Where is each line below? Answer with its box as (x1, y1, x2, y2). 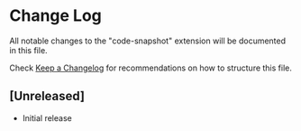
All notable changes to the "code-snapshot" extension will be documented (9, 35, 287, 46)
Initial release (22, 112, 72, 123)
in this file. (9, 44, 48, 55)
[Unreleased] (9, 89, 86, 104)
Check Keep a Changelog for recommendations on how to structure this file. (9, 62, 293, 73)
